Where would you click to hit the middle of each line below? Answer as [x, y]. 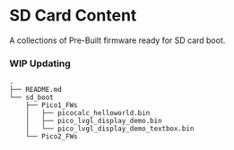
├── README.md [36, 90]
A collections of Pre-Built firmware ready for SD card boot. [117, 40]
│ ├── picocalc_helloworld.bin [88, 113]
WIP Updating [40, 63]
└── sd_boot [31, 98]
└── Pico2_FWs [52, 137]
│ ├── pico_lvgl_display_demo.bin [94, 121]
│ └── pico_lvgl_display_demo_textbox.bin [110, 129]
